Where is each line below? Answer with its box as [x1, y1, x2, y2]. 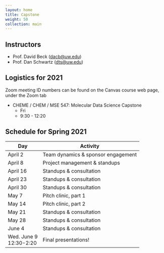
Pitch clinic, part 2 [42, 200, 86, 207]
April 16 [8, 167, 27, 174]
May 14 [8, 200, 26, 207]
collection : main [5, 21, 42, 27]
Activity [80, 142, 100, 149]
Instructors [5, 40, 41, 48]
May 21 [8, 208, 26, 215]
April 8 [8, 159, 24, 166]
